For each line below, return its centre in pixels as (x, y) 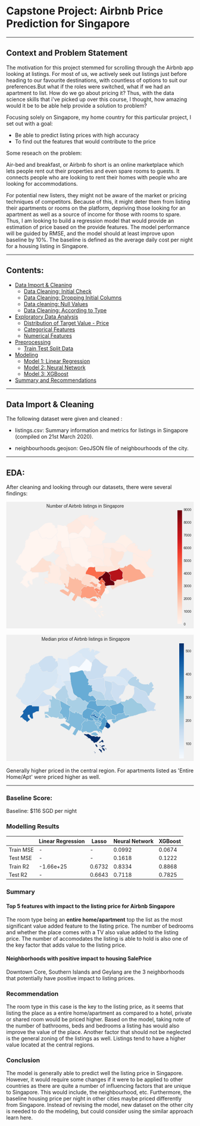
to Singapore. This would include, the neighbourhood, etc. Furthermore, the (99, 1093)
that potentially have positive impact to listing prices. (71, 978)
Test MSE (20, 858)
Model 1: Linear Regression (57, 361)
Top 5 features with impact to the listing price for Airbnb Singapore (91, 906)
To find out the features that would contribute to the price (85, 141)
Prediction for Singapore (68, 24)
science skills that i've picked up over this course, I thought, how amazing (97, 99)
